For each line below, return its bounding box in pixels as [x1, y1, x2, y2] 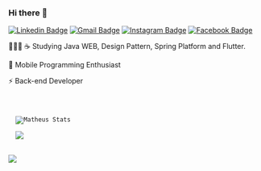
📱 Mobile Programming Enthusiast [8, 60, 121, 70]
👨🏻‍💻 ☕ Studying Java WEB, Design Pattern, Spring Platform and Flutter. [8, 42, 246, 51]
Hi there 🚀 [8, 7, 48, 18]
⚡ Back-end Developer [8, 76, 84, 86]
